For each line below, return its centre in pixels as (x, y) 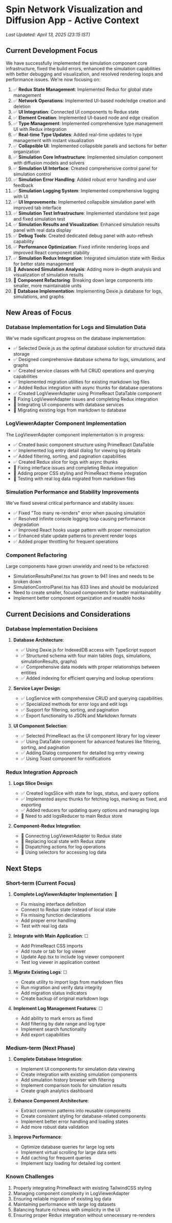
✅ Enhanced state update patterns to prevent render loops (75, 536)
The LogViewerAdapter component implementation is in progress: (75, 435)
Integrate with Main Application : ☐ (51, 936)
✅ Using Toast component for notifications (66, 759)
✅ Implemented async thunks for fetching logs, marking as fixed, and (94, 799)
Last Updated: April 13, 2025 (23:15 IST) (48, 34)
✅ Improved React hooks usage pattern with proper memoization (82, 530)
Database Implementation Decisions (52, 628)
